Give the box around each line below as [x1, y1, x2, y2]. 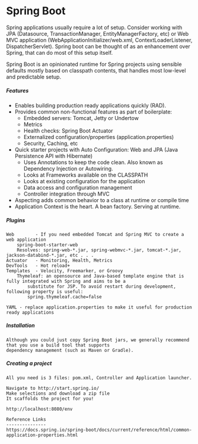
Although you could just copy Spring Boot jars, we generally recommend [6, 337, 190, 343]
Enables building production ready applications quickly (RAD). [14, 102, 167, 109]
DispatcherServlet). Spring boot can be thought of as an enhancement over [6, 43, 191, 50]
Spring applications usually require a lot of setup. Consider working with [6, 24, 183, 31]
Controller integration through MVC [23, 190, 110, 197]
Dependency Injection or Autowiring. [23, 165, 114, 172]
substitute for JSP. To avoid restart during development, [27, 284, 177, 289]
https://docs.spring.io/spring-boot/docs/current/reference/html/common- [6, 427, 193, 433]
